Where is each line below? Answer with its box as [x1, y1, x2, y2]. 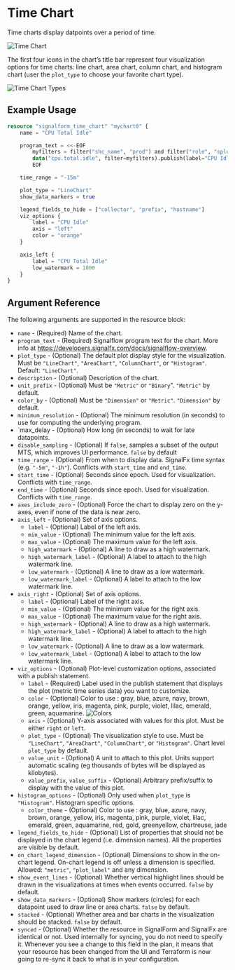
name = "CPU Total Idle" [20, 129, 92, 136]
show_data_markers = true [20, 193, 96, 201]
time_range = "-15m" [20, 174, 80, 181]
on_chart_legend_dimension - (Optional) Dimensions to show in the [17, 851, 208, 859]
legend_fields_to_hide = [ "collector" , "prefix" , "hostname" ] [20, 206, 205, 213]
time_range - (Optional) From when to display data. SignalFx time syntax [17, 456, 225, 464]
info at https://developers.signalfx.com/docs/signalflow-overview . [17, 344, 208, 352]
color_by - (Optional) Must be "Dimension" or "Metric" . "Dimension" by [17, 396, 220, 405]
